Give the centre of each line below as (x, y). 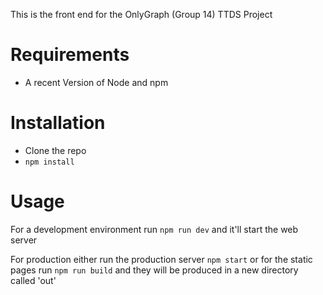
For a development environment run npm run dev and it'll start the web (154, 229)
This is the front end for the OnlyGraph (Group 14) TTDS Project (141, 14)
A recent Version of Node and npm (96, 82)
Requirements (70, 55)
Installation (58, 123)
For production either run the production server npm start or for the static (161, 259)
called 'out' (33, 280)
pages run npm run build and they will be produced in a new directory (154, 270)
